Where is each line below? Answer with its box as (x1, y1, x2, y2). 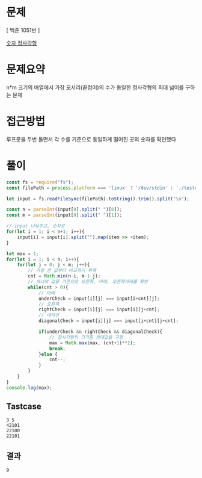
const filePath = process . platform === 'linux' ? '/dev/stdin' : (6, 185, 174, 191)
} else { (38, 351, 58, 357)
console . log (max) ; (6, 385, 52, 391)
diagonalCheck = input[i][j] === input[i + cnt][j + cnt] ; (38, 318, 179, 324)
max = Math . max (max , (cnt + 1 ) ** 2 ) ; (49, 340, 136, 346)
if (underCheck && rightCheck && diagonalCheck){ (38, 329, 163, 335)
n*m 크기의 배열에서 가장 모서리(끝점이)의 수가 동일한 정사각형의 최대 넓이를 (6, 84, 185, 91)
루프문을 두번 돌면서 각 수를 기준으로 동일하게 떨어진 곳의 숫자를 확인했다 (6, 135, 176, 143)
